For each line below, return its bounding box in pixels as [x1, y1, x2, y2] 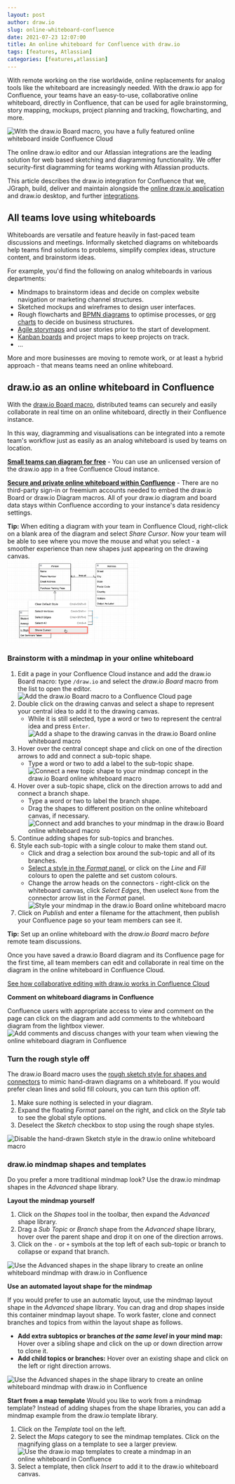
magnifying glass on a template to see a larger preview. [17, 1440, 177, 1448]
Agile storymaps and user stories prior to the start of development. [17, 325, 210, 333]
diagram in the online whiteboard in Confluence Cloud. [7, 965, 166, 974]
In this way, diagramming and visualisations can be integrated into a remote [7, 429, 226, 437]
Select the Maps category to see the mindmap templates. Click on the [17, 1433, 220, 1441]
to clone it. [17, 1347, 48, 1355]
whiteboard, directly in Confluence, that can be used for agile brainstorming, [7, 98, 228, 107]
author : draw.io [7, 18, 55, 26]
